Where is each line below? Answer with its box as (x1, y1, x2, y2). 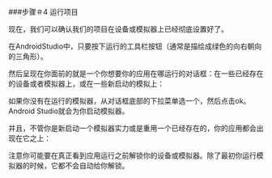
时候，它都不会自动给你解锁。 (29, 161, 130, 170)
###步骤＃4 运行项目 (8, 7, 79, 16)
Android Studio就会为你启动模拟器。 (8, 106, 130, 116)
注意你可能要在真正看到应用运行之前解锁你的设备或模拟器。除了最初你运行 (8, 150, 257, 160)
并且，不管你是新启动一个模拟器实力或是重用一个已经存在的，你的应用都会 (8, 124, 257, 133)
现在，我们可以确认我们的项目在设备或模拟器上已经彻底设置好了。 (8, 24, 228, 34)
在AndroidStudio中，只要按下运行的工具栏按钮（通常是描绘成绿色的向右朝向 (8, 41, 262, 51)
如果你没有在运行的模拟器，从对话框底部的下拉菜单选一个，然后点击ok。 (8, 96, 251, 105)
